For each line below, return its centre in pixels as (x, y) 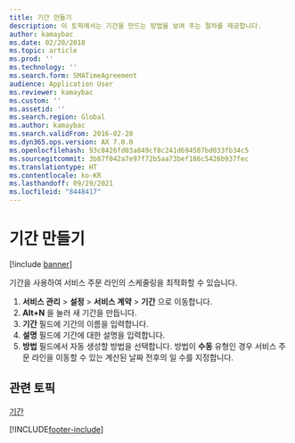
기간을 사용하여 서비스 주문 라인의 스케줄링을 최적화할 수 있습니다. (123, 282)
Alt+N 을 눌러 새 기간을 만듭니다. (79, 313)
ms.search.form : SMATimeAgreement (74, 76)
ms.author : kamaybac (48, 126)
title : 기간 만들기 (41, 17)
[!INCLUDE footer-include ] (57, 429)
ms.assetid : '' (37, 109)
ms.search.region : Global (57, 117)
